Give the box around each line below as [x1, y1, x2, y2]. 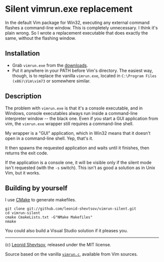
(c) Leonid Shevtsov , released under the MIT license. [5, 242, 111, 248]
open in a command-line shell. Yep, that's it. [5, 135, 94, 141]
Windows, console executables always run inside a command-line [5, 110, 138, 116]
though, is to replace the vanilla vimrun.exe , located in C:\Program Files [12, 72, 157, 79]
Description [5, 92, 41, 101]
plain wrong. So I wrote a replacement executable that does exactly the [5, 30, 148, 36]
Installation [5, 49, 40, 58]
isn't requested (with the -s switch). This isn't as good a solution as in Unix [5, 165, 155, 171]
